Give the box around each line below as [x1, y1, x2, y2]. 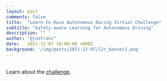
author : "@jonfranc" [6, 36, 57, 41]
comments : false [6, 14, 46, 20]
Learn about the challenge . [6, 68, 72, 75]
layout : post [6, 8, 38, 15]
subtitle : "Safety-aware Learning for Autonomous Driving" [6, 24, 154, 31]
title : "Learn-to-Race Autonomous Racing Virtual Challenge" [6, 19, 162, 25]
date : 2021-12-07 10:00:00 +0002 [6, 41, 93, 47]
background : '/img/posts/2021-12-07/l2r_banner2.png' [6, 47, 141, 52]
